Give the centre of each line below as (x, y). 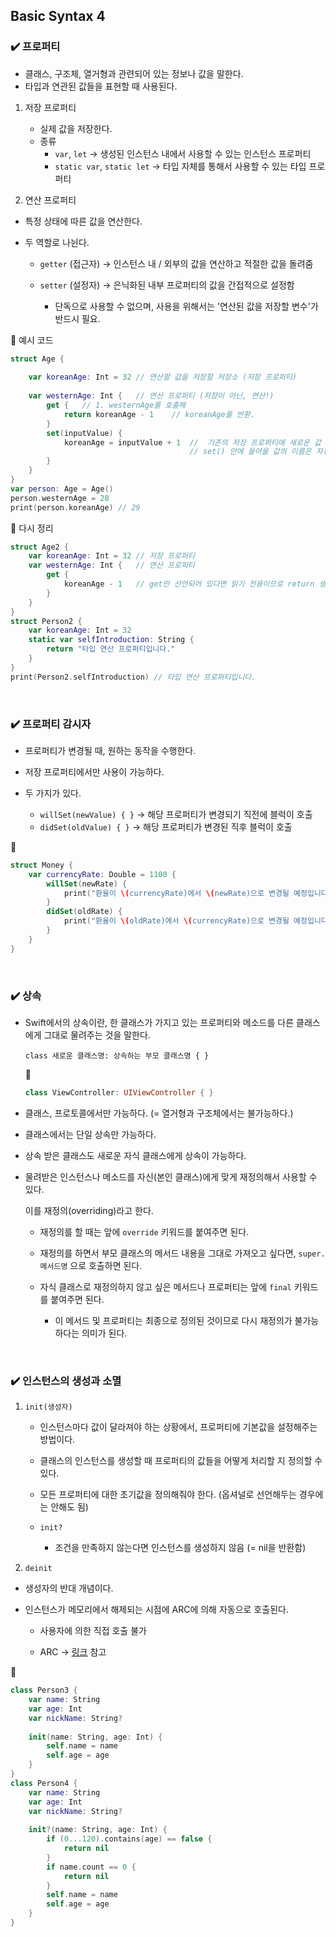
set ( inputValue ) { (84, 433)
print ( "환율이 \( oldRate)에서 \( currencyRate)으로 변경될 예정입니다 (195, 921)
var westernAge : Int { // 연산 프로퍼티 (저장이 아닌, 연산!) (151, 396)
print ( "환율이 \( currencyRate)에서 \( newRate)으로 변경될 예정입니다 (195, 893)
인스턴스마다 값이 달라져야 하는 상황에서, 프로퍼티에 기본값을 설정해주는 (178, 1427)
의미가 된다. (104, 1333)
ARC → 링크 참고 (73, 1652)
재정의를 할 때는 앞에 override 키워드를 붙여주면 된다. (144, 1231)
